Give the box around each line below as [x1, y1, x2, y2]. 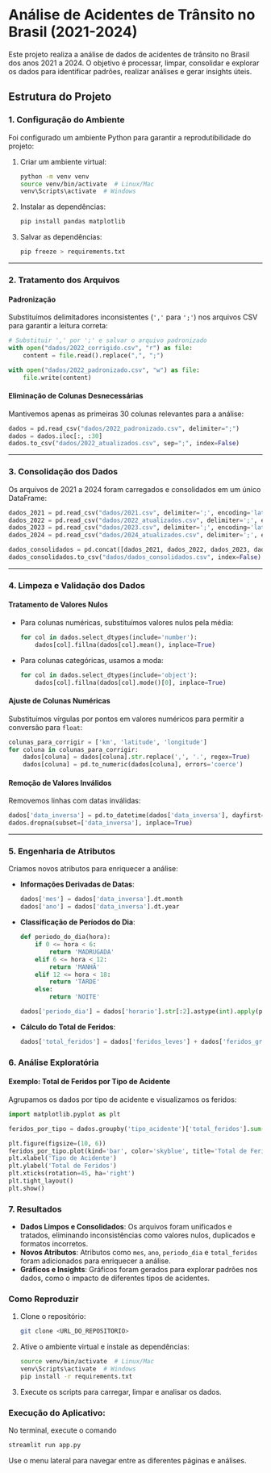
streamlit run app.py [8, 1442, 81, 1450]
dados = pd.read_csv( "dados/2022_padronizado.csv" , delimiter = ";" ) [8, 424, 240, 432]
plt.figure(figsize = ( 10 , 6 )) [8, 1139, 106, 1147]
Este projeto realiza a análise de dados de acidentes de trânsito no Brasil [8, 49, 250, 59]
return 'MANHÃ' [49, 962, 101, 971]
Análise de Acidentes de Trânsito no [8, 6, 256, 24]
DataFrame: [8, 493, 47, 503]
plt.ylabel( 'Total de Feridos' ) [8, 1162, 117, 1170]
